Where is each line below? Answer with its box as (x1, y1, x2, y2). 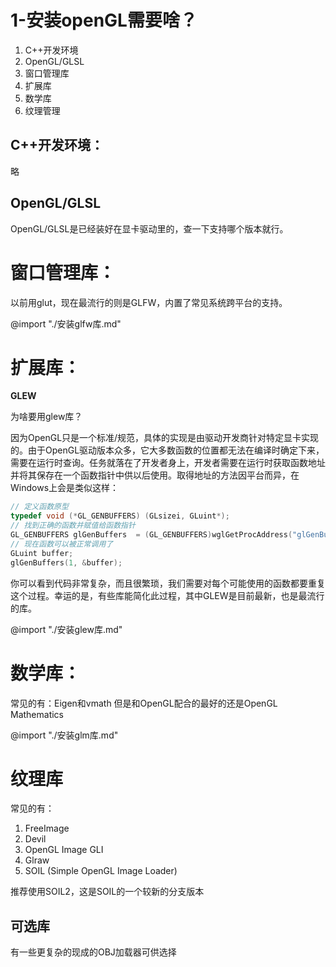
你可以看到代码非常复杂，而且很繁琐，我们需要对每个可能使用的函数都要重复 (10, 577, 326, 589)
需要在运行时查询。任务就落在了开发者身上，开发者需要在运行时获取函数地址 (10, 457, 326, 469)
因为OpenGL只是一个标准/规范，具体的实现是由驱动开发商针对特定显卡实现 (10, 432, 320, 444)
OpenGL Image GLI (24, 844, 104, 856)
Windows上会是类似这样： (10, 482, 120, 494)
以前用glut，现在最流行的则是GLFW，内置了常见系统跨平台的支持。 (10, 296, 288, 308)
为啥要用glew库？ (10, 411, 83, 423)
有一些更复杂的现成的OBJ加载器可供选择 (10, 946, 177, 958)
